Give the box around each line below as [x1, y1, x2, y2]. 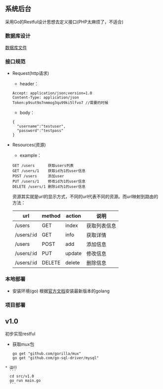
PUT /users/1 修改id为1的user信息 [12, 179, 85, 184]
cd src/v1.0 [9, 374, 35, 379]
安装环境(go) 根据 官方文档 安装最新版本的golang [12, 288, 110, 294]
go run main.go [9, 378, 41, 383]
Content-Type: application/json [12, 95, 79, 100]
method [41, 213, 61, 220]
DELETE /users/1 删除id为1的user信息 [12, 184, 85, 189]
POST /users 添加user [12, 174, 64, 179]
